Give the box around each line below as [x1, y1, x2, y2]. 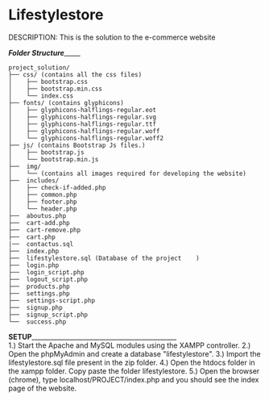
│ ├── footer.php [8, 198, 78, 206]
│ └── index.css [8, 91, 74, 100]
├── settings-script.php [8, 296, 95, 304]
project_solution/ [8, 63, 70, 72]
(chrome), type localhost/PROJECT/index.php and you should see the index [8, 374, 259, 384]
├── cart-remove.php [8, 226, 81, 234]
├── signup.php [8, 303, 63, 311]
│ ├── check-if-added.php [8, 183, 106, 191]
